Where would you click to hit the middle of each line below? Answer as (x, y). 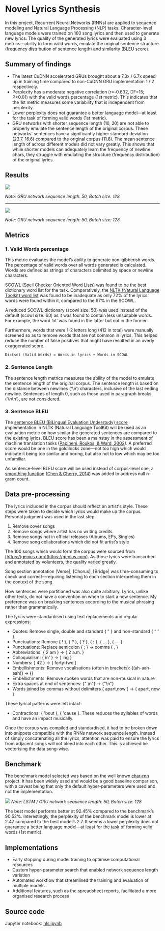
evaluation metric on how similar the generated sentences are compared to (81, 433)
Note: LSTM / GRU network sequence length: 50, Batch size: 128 (76, 802)
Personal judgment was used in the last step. (50, 516)
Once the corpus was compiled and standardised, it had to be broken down (81, 728)
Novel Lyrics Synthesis (53, 9)
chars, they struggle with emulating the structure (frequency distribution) (86, 154)
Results (17, 175)
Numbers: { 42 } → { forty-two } (44, 662)
